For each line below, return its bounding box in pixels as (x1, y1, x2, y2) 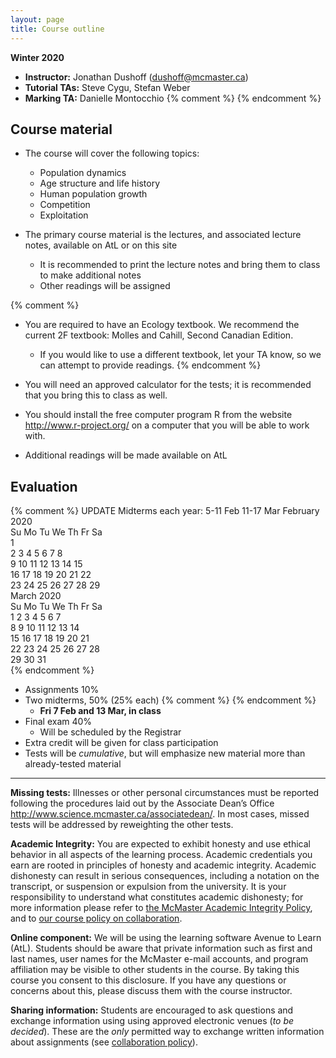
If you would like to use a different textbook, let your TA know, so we (39, 349, 322, 361)
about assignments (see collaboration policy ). (10, 1036, 198, 1048)
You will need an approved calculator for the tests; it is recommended (24, 379, 312, 391)
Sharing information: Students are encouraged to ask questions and (10, 1004, 294, 1016)
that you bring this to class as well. (24, 389, 168, 401)
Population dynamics (39, 167, 127, 179)
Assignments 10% (24, 684, 100, 696)
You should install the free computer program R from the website (24, 409, 293, 421)
